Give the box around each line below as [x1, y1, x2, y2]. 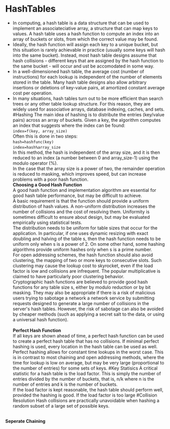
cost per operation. [12, 90, 53, 96]
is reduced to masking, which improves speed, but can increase [12, 171, 147, 177]
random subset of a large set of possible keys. [12, 403, 110, 409]
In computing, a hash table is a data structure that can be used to [12, 20, 149, 26]
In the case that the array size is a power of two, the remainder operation [12, 166, 165, 172]
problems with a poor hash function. [12, 176, 89, 182]
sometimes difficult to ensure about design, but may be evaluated [12, 214, 150, 220]
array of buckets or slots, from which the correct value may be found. [12, 36, 158, 42]
